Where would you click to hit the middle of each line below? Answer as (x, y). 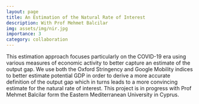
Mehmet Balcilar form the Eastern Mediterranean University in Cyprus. (93, 94)
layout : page (22, 12)
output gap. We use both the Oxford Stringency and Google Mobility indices (99, 69)
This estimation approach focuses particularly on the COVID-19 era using (96, 56)
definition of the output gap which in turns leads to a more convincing (92, 82)
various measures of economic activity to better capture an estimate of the (98, 63)
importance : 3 (24, 34)
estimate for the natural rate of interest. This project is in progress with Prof (99, 88)
